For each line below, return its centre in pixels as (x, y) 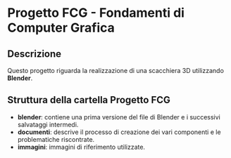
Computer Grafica (61, 28)
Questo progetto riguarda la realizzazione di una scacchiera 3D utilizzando (115, 71)
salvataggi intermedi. (48, 124)
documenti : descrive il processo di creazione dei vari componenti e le (119, 132)
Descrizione (35, 54)
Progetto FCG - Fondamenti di (96, 13)
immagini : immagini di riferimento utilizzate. (81, 147)
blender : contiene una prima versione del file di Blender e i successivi (119, 117)
